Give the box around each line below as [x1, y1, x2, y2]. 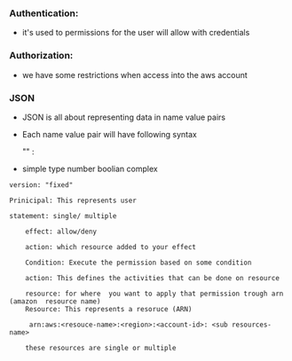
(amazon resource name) [9, 296, 101, 306]
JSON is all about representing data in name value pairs [21, 112, 226, 122]
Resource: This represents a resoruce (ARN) [25, 304, 193, 313]
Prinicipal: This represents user [9, 196, 138, 205]
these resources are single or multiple [25, 343, 177, 352]
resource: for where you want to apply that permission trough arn [25, 289, 284, 298]
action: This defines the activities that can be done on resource [25, 273, 280, 282]
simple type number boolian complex [21, 163, 158, 174]
